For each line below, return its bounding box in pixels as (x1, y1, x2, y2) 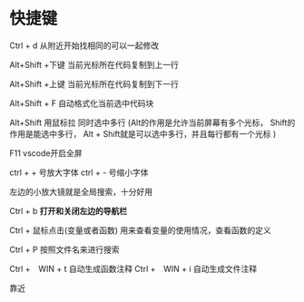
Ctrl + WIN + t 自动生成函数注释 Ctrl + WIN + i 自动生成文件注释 (9, 263, 258, 274)
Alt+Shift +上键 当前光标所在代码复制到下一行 (9, 78, 179, 89)
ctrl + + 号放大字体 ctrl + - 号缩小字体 (9, 167, 149, 178)
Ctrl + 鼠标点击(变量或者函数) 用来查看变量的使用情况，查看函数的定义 (9, 224, 271, 236)
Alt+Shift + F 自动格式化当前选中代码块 (9, 97, 154, 109)
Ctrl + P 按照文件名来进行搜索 (9, 244, 120, 255)
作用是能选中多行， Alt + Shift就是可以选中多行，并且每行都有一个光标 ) (9, 128, 277, 139)
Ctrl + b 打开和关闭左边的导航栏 (9, 205, 128, 216)
